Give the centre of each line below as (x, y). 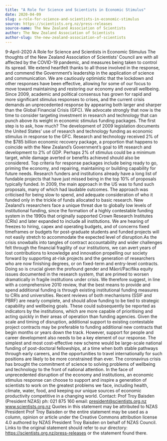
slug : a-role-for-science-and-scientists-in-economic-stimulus (72, 19)
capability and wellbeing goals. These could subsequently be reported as (81, 306)
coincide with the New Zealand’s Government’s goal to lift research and (78, 147)
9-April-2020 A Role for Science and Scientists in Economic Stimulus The (81, 52)
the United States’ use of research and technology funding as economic (79, 131)
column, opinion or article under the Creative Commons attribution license (81, 417)
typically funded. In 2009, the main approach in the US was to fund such (80, 184)
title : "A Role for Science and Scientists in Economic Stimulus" (76, 10)
